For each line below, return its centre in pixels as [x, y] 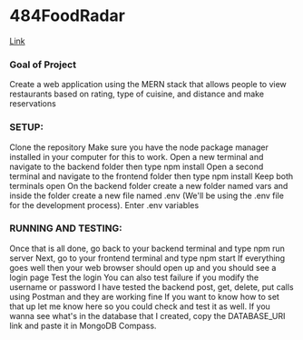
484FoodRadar [67, 16]
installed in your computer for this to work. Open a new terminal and [137, 156]
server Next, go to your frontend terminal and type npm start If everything [147, 258]
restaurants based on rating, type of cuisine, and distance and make [137, 94]
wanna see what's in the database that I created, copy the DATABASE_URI [147, 315]
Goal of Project [43, 65]
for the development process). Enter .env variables [104, 205]
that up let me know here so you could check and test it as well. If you [140, 306]
